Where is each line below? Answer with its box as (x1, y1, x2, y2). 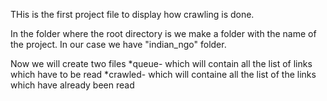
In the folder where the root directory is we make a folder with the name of (10, 28, 317, 39)
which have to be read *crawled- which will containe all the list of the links (10, 69, 317, 80)
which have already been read (10, 79, 135, 91)
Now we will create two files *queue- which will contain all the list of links (10, 58, 313, 69)
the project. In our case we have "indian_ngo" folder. (10, 39, 227, 50)
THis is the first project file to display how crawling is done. (10, 9, 255, 20)
